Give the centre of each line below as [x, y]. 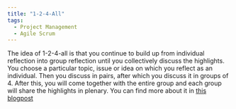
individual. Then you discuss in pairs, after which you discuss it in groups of [118, 76]
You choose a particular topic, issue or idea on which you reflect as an [110, 68]
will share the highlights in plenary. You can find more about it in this [107, 91]
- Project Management [46, 27]
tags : [15, 20]
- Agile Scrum [34, 33]
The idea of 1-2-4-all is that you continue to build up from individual [106, 53]
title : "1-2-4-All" [36, 14]
